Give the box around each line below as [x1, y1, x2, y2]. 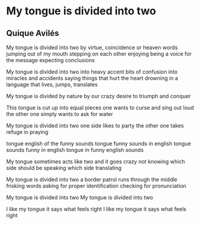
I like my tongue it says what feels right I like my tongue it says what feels [6, 205, 187, 212]
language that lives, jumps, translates [6, 81, 98, 88]
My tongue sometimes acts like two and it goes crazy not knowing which [6, 158, 185, 165]
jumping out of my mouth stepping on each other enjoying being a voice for [6, 50, 192, 57]
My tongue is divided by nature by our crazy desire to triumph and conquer [6, 93, 191, 99]
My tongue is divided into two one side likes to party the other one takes [6, 122, 184, 129]
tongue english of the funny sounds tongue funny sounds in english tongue [6, 140, 191, 147]
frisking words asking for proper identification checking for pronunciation [6, 183, 187, 189]
